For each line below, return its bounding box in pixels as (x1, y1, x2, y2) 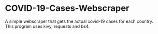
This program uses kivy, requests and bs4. (5, 23, 90, 29)
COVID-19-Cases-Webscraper (5, 3, 129, 14)
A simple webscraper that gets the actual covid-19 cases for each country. (5, 18, 154, 24)
